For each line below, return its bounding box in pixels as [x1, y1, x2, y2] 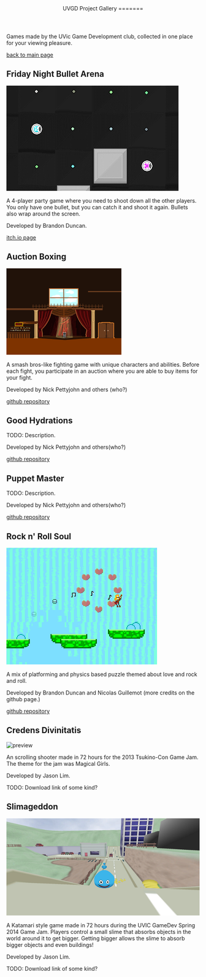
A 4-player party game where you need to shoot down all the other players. [6, 197, 197, 204]
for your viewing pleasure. [6, 39, 72, 47]
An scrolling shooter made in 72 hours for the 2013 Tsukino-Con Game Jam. [6, 753, 199, 761]
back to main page [6, 51, 54, 58]
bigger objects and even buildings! [6, 941, 94, 948]
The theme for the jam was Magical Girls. [6, 760, 110, 767]
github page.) [6, 696, 41, 703]
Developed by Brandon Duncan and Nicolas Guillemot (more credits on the [6, 689, 195, 696]
